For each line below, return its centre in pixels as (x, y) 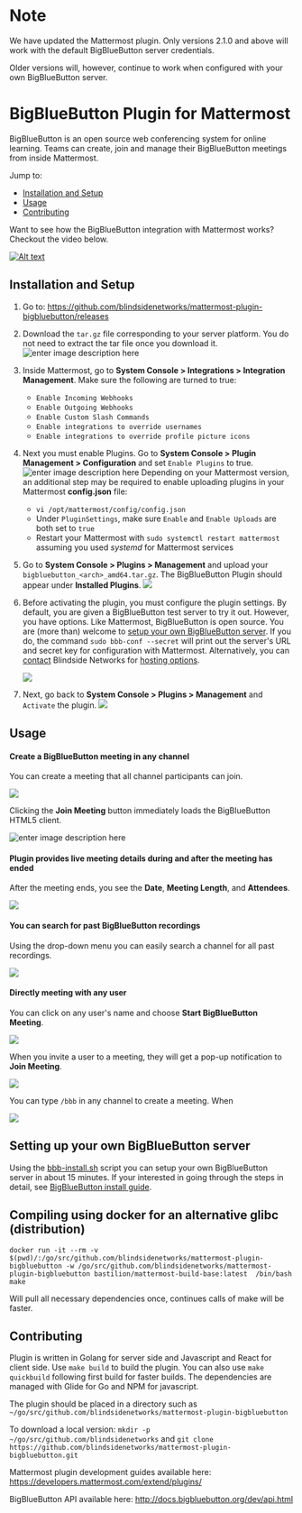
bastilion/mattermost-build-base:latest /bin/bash (193, 1274)
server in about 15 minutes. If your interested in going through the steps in (146, 1177)
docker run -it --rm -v (54, 1250)
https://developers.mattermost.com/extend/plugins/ (106, 1482)
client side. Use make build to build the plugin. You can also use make (137, 1368)
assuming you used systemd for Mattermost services (135, 547)
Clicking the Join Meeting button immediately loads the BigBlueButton (140, 811)
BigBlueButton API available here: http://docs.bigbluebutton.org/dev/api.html (151, 1499)
